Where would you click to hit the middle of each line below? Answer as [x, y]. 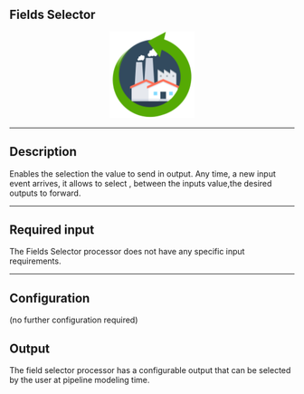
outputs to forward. [45, 193]
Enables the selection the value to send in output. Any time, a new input [142, 173]
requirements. [35, 261]
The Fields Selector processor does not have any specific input [127, 252]
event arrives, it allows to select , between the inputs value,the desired [141, 183]
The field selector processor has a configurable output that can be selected [150, 370]
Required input [52, 230]
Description [43, 152]
